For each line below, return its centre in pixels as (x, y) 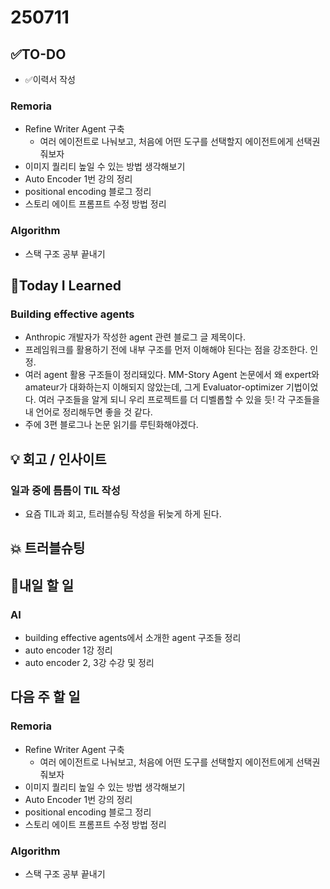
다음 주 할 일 (45, 697)
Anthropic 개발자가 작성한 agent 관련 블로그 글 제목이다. (135, 337)
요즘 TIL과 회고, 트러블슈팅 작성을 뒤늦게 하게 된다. (123, 513)
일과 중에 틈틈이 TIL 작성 (65, 490)
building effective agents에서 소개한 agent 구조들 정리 (133, 638)
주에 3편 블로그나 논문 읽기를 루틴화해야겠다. (111, 425)
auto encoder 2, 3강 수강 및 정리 (89, 663)
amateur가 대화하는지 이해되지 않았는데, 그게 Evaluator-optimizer (154, 387)
